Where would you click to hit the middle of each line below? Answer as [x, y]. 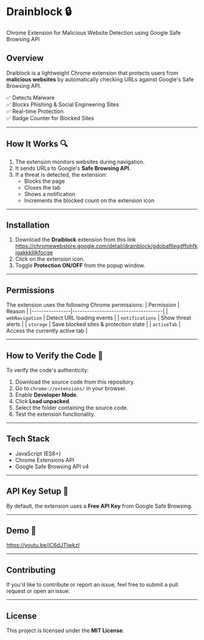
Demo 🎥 [21, 531]
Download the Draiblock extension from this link [76, 240]
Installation [28, 225]
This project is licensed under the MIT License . [65, 631]
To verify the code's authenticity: [48, 370]
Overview [25, 58]
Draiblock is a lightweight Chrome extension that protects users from [92, 73]
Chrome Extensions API [45, 460]
